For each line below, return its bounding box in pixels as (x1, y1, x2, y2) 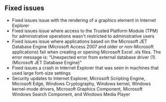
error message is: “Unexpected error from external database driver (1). (11, 54, 157, 60)
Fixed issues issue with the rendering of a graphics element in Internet (11, 17, 156, 23)
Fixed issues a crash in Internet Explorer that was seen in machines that (11, 65, 159, 71)
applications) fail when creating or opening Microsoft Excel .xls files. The (11, 49, 161, 55)
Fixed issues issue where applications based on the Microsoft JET (11, 38, 148, 44)
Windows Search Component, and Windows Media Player (11, 91, 130, 97)
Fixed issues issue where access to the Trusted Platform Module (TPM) (11, 27, 159, 34)
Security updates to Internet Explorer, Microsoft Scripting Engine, (11, 75, 146, 81)
